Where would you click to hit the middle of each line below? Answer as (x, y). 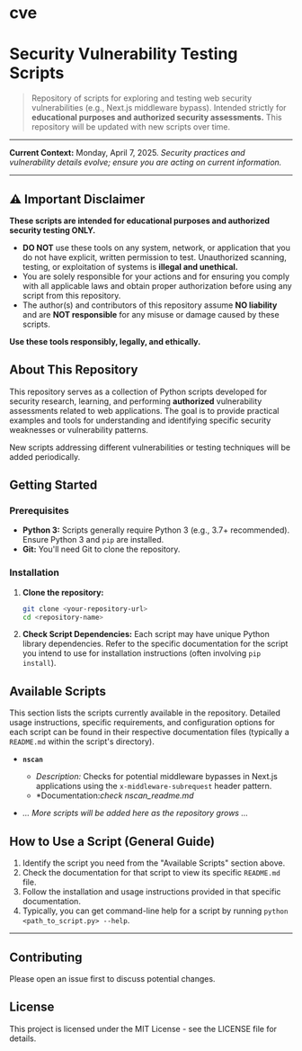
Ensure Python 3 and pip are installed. (93, 540)
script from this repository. (71, 295)
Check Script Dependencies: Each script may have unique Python (146, 634)
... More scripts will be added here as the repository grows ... (135, 813)
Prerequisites (39, 511)
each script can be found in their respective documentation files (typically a (149, 732)
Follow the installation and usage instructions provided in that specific (151, 892)
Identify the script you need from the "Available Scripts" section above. (154, 863)
